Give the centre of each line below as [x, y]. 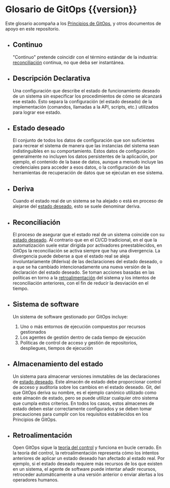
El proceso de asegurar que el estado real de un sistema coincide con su [89, 234]
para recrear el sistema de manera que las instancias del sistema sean [86, 146]
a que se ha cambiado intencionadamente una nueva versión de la [81, 267]
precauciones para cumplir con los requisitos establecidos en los [80, 414]
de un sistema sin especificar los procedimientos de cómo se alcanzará [87, 96]
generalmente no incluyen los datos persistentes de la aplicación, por [85, 156]
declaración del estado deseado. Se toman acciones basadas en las [83, 272]
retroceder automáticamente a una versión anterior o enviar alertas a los [88, 475]
